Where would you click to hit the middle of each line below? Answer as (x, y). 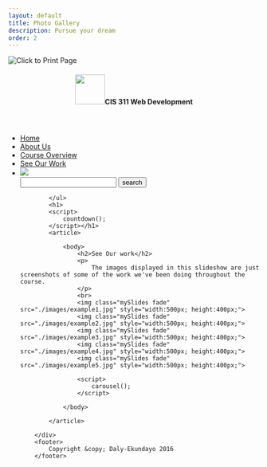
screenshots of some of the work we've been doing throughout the (132, 275)
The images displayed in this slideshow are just (175, 268)
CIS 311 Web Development (149, 101)
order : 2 (23, 38)
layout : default (35, 16)
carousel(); (111, 386)
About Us (35, 146)
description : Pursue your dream (62, 30)
